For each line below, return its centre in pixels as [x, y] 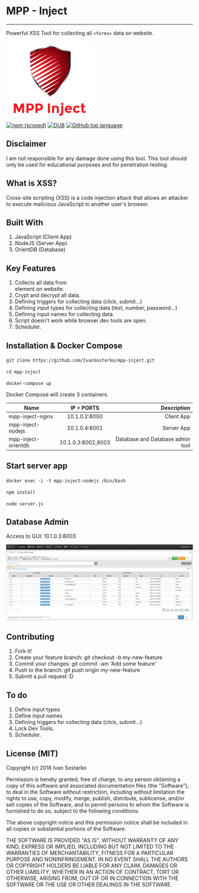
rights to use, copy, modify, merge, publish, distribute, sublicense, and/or [95, 798]
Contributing [30, 637]
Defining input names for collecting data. [64, 314]
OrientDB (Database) [40, 250]
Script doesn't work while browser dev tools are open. [81, 321]
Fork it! [23, 651]
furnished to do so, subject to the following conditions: [73, 811]
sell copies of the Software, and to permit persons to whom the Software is [98, 805]
